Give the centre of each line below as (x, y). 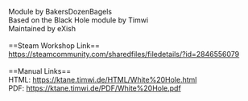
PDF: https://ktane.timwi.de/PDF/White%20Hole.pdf (95, 88)
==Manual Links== (39, 71)
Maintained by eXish (42, 28)
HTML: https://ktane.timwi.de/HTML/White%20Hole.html (103, 80)
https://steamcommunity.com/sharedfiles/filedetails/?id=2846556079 (124, 54)
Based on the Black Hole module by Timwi (79, 20)
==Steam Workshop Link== (54, 46)
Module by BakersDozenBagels (60, 12)
